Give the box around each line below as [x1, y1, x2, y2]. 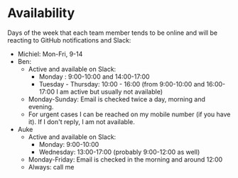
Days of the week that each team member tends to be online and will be [7, 28, 218, 37]
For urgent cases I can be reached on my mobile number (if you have [28, 110, 231, 118]
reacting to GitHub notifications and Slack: [7, 35, 131, 44]
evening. [28, 102, 54, 111]
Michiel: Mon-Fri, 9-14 [17, 50, 83, 58]
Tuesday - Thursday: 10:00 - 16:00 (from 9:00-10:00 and [38, 79, 205, 88]
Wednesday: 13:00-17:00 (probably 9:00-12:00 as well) [38, 148, 200, 156]
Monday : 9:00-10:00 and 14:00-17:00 [38, 72, 151, 81]
